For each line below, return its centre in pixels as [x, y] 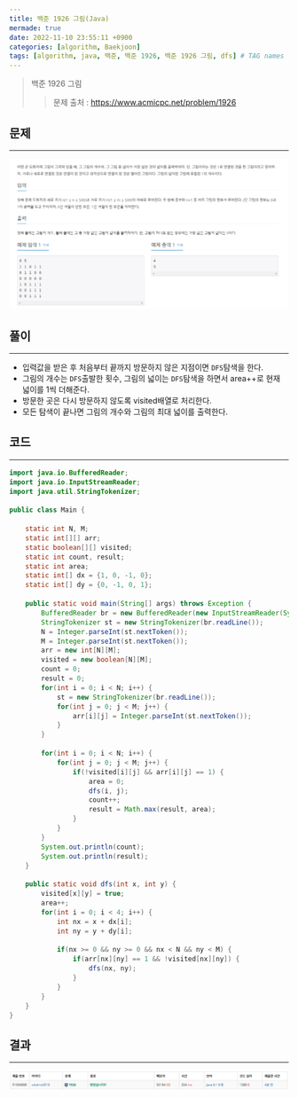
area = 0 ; [106, 781]
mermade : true [35, 28]
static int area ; [57, 566]
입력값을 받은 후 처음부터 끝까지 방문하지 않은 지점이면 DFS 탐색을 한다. [143, 367]
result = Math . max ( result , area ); [152, 810]
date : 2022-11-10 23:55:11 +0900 [71, 37]
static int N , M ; [57, 529]
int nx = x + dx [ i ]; [94, 922]
